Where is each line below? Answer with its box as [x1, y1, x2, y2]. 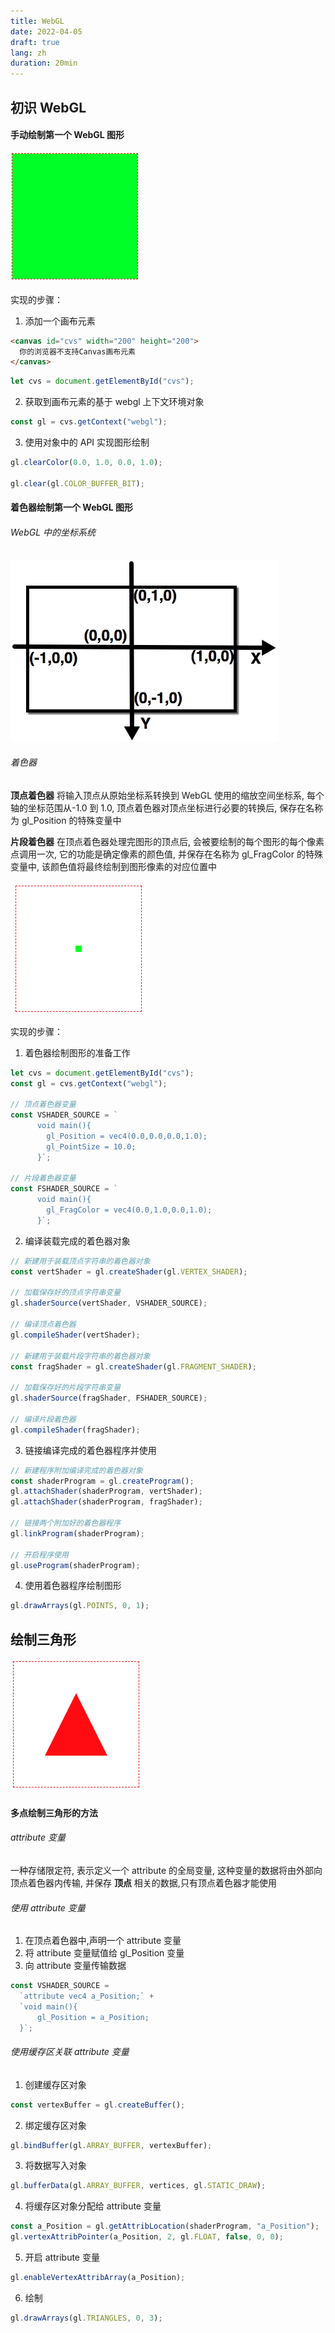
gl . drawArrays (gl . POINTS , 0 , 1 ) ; [10, 1601, 150, 1611]
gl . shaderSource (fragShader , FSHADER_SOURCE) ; [10, 1393, 208, 1404]
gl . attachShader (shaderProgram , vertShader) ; [10, 1486, 203, 1497]
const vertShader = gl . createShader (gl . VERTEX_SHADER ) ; [10, 1266, 248, 1277]
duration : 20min [10, 58, 78, 69]
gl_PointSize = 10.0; [46, 1141, 137, 1152]
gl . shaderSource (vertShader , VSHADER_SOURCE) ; [10, 1298, 208, 1309]
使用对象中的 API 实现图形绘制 [24, 436, 150, 449]
